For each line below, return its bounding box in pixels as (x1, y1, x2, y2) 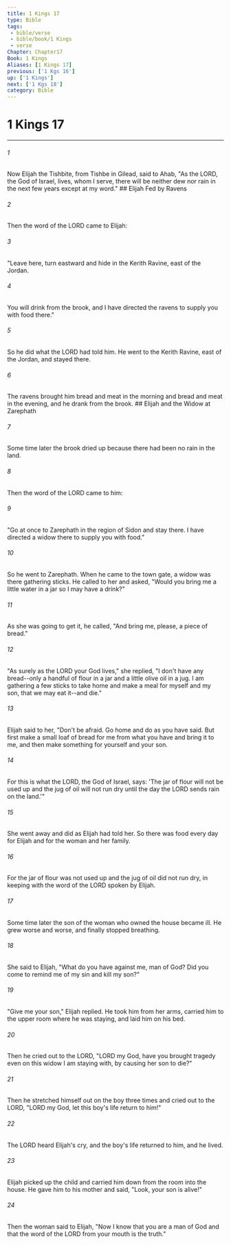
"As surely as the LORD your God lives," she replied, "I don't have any (7, 666, 204, 675)
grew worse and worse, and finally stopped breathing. (7, 926, 160, 934)
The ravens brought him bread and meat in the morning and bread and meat (7, 392, 223, 401)
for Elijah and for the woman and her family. (7, 837, 131, 845)
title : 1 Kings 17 (7, 10, 60, 17)
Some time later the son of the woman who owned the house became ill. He (7, 918, 222, 926)
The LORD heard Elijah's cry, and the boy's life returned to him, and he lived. (7, 1141, 223, 1149)
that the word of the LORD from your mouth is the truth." (7, 1229, 166, 1238)
